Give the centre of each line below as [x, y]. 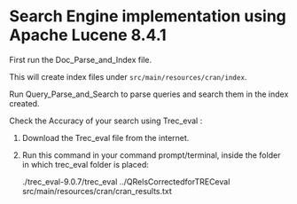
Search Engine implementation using [148, 16]
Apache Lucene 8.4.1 [88, 35]
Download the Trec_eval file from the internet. [106, 137]
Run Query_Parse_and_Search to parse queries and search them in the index [149, 94]
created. [24, 103]
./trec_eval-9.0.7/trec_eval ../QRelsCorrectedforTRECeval [126, 181]
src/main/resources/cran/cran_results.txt [97, 191]
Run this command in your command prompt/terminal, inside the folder [151, 155]
